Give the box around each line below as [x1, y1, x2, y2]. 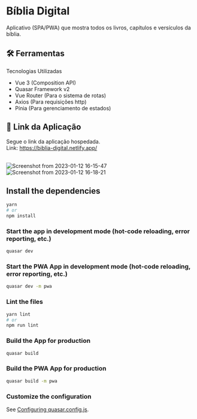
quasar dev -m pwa [6, 284, 52, 290]
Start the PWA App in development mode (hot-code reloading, [6, 263, 191, 271]
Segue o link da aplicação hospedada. [6, 138, 101, 145]
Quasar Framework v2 [14, 85, 70, 92]
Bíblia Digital [6, 4, 70, 18]
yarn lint [6, 311, 31, 317]
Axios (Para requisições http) [14, 98, 87, 105]
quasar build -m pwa [6, 378, 58, 384]
